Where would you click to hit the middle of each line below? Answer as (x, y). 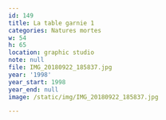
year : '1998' (30, 75)
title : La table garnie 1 (51, 23)
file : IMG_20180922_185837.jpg (60, 68)
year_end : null (34, 89)
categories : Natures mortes (55, 30)
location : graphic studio (51, 52)
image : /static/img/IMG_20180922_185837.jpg (83, 97)
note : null (26, 60)
